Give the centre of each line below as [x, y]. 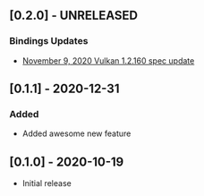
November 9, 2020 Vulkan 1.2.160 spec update [108, 60]
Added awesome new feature [76, 133]
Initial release [47, 183]
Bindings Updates [49, 41]
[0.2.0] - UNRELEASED [74, 16]
